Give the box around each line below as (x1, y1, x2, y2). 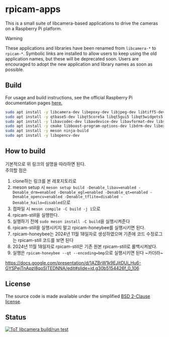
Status (5, 313, 27, 322)
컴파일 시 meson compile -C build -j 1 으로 (12, 206, 101, 212)
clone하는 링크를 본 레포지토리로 (12, 178, 77, 184)
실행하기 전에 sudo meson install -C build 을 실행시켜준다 (12, 218, 130, 224)
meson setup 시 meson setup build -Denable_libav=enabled (12, 184, 137, 190)
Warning (5, 35, 23, 41)
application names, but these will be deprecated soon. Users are (5, 55, 139, 61)
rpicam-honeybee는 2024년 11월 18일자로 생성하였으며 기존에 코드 (12, 231, 145, 237)
